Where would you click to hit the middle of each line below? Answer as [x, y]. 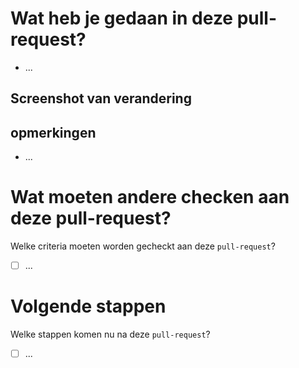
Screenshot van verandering [101, 98]
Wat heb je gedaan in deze [122, 18]
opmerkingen [53, 132]
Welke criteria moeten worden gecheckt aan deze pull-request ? [143, 246]
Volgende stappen [88, 306]
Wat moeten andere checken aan [150, 197]
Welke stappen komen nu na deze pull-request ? [110, 334]
